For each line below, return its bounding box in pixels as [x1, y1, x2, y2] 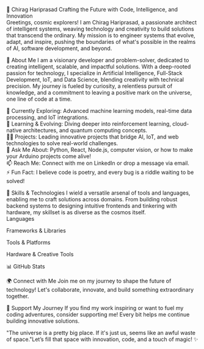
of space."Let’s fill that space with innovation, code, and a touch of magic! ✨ [6, 336, 199, 343]
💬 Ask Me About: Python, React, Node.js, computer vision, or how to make [6, 146, 194, 153]
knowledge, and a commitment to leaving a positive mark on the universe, [6, 89, 192, 96]
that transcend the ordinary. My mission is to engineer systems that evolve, [6, 32, 195, 39]
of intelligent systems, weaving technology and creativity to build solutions [6, 25, 194, 32]
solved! [6, 178, 25, 184]
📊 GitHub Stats [6, 263, 45, 270]
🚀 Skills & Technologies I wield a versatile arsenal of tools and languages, [6, 189, 191, 196]
